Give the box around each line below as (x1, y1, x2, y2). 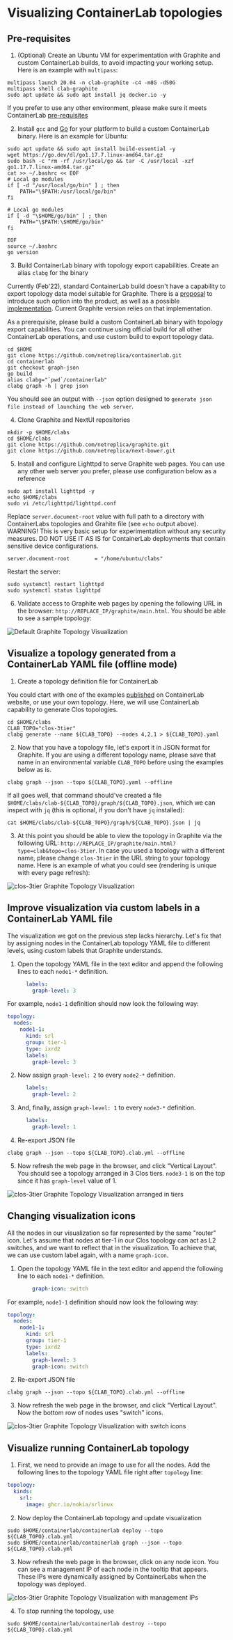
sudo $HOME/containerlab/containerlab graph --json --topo (7, 1539, 182, 1546)
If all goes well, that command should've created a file (7, 791, 162, 799)
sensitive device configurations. (7, 542, 99, 550)
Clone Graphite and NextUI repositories (17, 416, 131, 424)
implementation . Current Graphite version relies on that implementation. (7, 304, 213, 313)
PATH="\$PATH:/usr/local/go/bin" (19, 188, 117, 195)
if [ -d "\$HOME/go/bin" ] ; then (7, 212, 108, 219)
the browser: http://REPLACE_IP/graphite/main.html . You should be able (17, 607, 226, 615)
